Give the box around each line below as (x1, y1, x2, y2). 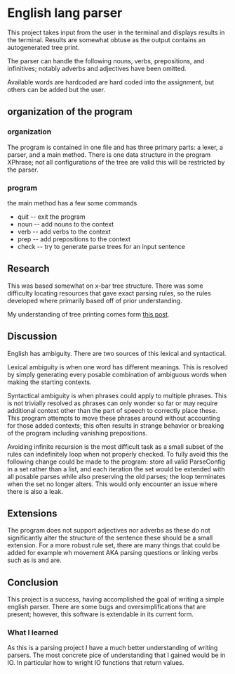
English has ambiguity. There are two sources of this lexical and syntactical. (7, 349, 227, 357)
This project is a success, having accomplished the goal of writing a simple (7, 595, 224, 604)
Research (7, 262, 51, 275)
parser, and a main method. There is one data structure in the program (7, 150, 211, 159)
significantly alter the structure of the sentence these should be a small (7, 533, 213, 542)
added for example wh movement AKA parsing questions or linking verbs (7, 549, 219, 557)
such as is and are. (7, 556, 62, 564)
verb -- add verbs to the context (17, 227, 111, 236)
